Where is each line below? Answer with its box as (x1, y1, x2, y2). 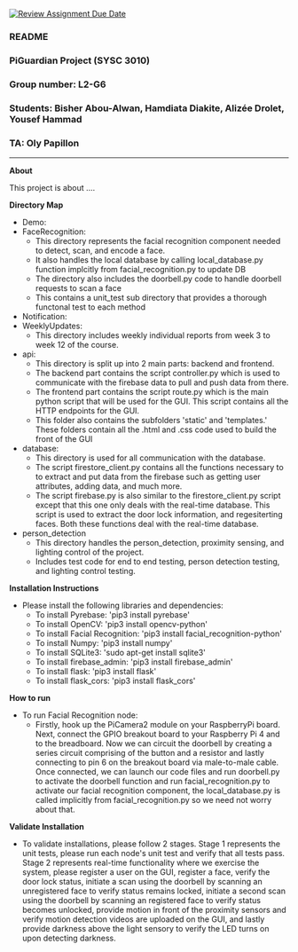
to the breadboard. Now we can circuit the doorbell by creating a (35, 737, 272, 749)
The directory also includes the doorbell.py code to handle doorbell (35, 273, 282, 284)
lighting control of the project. (35, 547, 145, 557)
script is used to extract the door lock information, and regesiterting (35, 508, 283, 519)
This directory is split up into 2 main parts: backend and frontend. (35, 358, 275, 368)
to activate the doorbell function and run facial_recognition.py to (35, 775, 271, 786)
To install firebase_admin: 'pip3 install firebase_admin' (35, 657, 233, 667)
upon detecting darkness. (21, 932, 117, 943)
